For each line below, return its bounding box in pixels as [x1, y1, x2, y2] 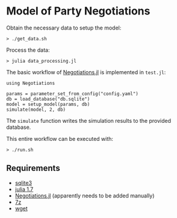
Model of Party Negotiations [6, 4, 151, 18]
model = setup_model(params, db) [6, 101, 90, 107]
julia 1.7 [14, 185, 34, 193]
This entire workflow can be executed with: [6, 135, 113, 142]
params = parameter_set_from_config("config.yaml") [6, 90, 138, 97]
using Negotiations [6, 80, 55, 86]
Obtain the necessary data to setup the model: [6, 24, 122, 31]
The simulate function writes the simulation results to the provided [6, 117, 172, 124]
